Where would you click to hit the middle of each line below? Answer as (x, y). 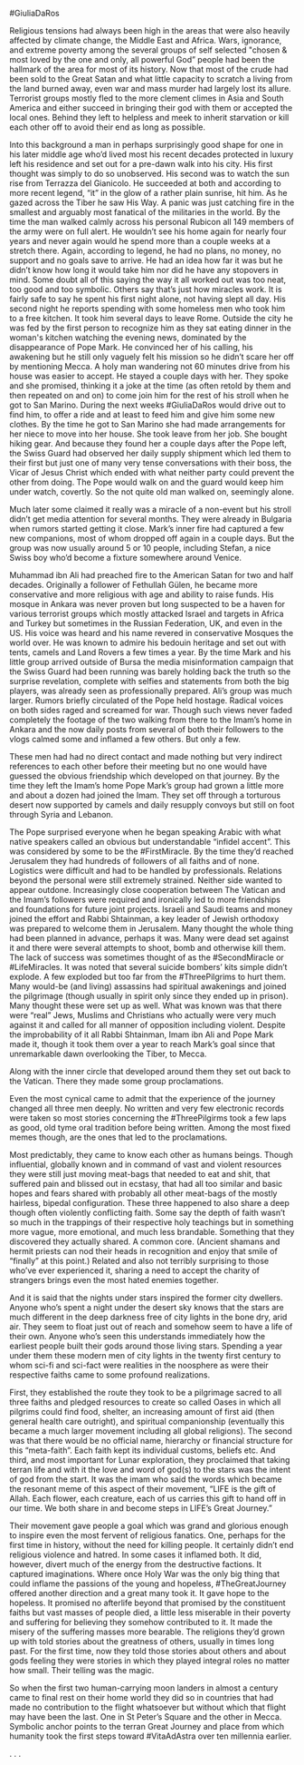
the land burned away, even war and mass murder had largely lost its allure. (150, 88)
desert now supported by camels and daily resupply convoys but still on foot (152, 805)
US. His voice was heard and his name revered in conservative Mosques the (152, 633)
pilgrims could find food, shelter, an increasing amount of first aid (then (142, 1412)
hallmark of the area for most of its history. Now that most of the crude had (149, 69)
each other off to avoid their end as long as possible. (108, 127)
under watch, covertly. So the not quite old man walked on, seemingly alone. (152, 492)
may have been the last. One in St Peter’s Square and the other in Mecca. (146, 1717)
